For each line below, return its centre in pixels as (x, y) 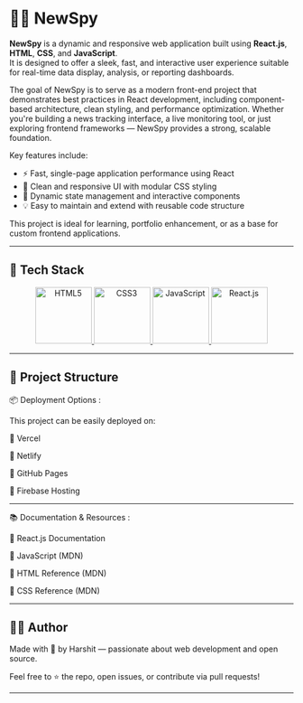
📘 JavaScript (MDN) (46, 556)
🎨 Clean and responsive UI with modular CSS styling (119, 186)
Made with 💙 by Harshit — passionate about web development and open (144, 649)
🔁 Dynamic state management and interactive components (131, 196)
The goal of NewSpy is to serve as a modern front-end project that (133, 89)
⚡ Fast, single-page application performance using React (128, 173)
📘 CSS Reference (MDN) (55, 590)
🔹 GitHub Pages (39, 473)
